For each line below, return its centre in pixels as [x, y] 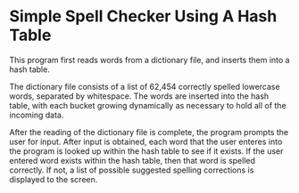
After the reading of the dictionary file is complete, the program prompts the [149, 132]
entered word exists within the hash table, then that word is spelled [133, 160]
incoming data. [37, 115]
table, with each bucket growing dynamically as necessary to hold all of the [148, 105]
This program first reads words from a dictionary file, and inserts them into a [149, 60]
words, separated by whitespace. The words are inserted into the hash [139, 96]
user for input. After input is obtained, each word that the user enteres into [146, 141]
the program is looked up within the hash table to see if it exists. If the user [146, 151]
